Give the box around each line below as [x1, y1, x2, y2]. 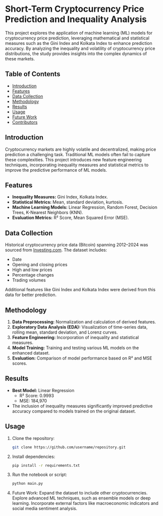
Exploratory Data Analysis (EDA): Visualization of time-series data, [12, 324, 148, 330]
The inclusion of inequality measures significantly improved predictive [12, 403, 153, 409]
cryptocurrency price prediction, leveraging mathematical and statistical [5, 35, 150, 41]
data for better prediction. [5, 292, 57, 298]
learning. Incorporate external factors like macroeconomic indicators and [12, 500, 159, 506]
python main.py [12, 481, 43, 486]
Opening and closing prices [12, 262, 68, 268]
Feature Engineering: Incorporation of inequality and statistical [12, 335, 139, 340]
